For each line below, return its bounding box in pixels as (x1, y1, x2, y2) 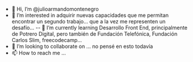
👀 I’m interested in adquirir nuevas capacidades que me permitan (11, 12, 169, 19)
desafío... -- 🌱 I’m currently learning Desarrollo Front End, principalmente (11, 24, 188, 31)
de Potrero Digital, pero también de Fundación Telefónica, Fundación (11, 30, 178, 37)
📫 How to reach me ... (11, 50, 66, 56)
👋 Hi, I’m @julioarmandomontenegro (11, 6, 99, 12)
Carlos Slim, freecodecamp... (11, 37, 82, 43)
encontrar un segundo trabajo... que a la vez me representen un (11, 18, 166, 25)
